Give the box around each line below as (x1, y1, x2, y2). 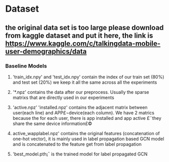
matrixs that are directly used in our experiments (12, 94, 114, 101)
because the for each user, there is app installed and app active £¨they (12, 115, 161, 121)
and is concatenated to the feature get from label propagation (12, 141, 142, 147)
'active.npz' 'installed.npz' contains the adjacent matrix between (12, 104, 148, 110)
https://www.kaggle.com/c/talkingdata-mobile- (5, 39, 161, 48)
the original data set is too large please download (5, 23, 164, 32)
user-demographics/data (5, 47, 87, 56)
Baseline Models (5, 62, 47, 69)
